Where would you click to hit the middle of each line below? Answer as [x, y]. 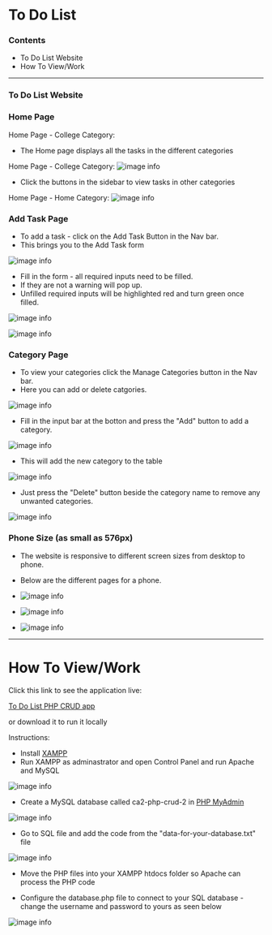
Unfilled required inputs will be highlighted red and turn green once [132, 293]
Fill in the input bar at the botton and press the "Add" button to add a [134, 421]
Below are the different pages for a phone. [91, 580]
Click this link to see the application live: [75, 690]
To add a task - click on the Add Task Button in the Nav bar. [119, 236]
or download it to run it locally [58, 722]
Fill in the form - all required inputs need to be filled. [106, 276]
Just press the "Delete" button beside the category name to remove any [140, 493]
